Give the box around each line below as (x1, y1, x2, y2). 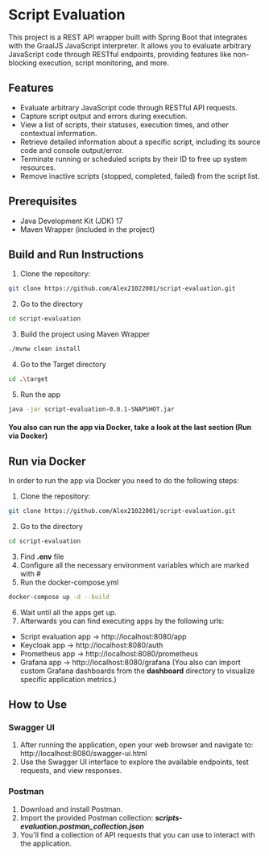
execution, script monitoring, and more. (39, 58, 170, 68)
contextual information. (19, 128, 97, 138)
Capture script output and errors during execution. (19, 111, 188, 121)
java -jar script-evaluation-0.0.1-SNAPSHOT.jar (8, 405, 175, 413)
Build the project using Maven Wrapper (19, 329, 151, 339)
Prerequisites (8, 195, 77, 209)
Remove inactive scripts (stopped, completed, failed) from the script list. (19, 171, 260, 180)
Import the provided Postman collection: (19, 813, 154, 822)
